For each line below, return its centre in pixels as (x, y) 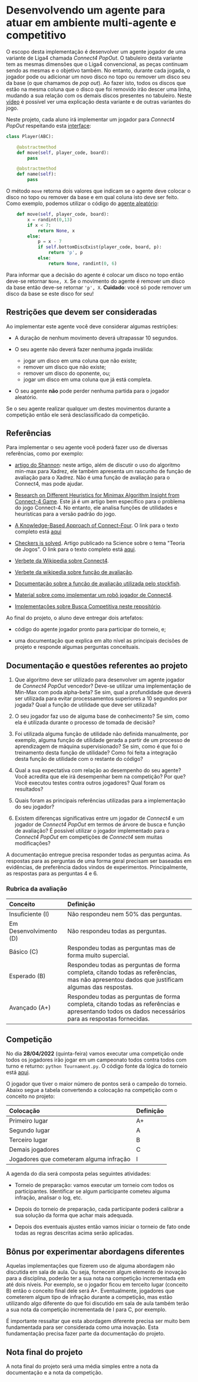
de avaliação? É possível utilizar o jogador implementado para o (92, 831)
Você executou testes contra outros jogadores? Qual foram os (90, 783)
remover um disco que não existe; (65, 367)
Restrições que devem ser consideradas (82, 312)
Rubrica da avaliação (37, 889)
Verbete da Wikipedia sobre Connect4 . (62, 561)
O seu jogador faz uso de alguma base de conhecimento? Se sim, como (102, 716)
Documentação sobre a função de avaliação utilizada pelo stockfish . (98, 583)
